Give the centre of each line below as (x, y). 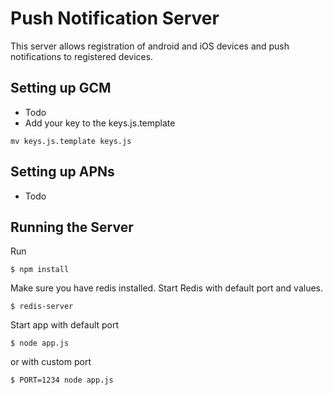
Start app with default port (65, 325)
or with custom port (51, 362)
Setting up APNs (62, 172)
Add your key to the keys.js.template (100, 123)
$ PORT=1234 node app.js (62, 380)
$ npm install (40, 270)
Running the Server (72, 227)
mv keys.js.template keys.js (71, 141)
